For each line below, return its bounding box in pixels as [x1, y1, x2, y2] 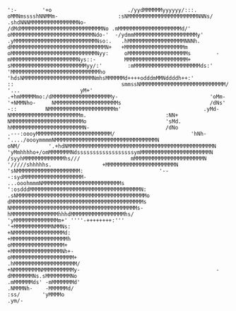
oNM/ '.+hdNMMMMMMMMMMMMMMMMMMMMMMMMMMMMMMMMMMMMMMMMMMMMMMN [7, 143, 217, 150]
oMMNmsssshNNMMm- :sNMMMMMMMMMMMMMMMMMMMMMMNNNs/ [7, 13, 213, 20]
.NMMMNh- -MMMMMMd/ [7, 285, 74, 292]
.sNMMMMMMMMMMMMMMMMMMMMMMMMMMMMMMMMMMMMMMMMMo [7, 192, 151, 199]
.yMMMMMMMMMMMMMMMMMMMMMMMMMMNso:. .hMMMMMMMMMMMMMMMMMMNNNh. [7, 37, 201, 45]
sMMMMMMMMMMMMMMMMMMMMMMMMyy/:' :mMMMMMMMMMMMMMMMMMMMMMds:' [7, 62, 213, 69]
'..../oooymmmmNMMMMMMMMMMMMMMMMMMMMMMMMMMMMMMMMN [7, 136, 160, 143]
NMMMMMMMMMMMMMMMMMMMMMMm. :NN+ [7, 112, 179, 119]
